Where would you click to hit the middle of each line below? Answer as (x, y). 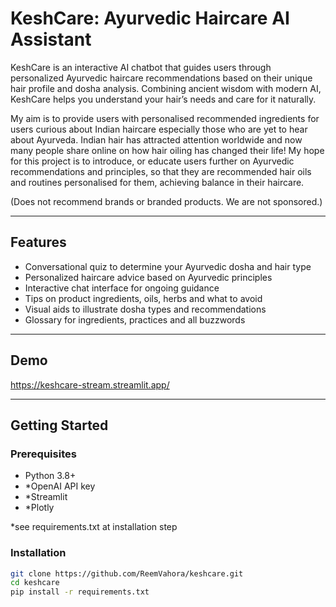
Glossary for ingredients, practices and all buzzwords (135, 319)
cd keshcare (35, 583)
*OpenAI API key (60, 486)
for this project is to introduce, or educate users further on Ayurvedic (152, 161)
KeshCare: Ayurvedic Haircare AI (150, 18)
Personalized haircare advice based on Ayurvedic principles (148, 277)
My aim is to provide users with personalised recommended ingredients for (165, 118)
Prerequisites (43, 454)
